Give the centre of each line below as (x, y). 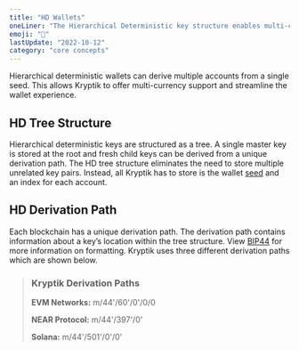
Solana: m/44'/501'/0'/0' (77, 337)
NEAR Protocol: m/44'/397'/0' (87, 320)
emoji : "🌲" (29, 34)
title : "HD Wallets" (48, 17)
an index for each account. (58, 182)
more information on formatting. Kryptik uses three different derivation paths (149, 250)
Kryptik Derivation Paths (85, 283)
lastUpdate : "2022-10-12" (57, 42)
